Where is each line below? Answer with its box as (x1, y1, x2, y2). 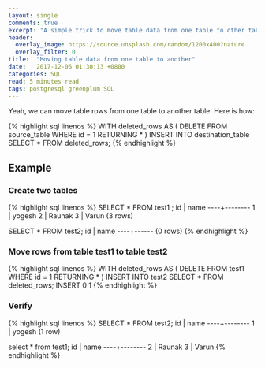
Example (8, 161, 52, 174)
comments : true (8, 19, 58, 27)
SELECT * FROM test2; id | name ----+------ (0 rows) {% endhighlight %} (8, 226, 248, 236)
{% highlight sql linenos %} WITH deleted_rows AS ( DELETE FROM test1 (8, 264, 244, 273)
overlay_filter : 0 (15, 48, 77, 56)
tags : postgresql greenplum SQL (8, 84, 114, 93)
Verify (8, 300, 33, 311)
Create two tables (8, 184, 78, 195)
